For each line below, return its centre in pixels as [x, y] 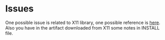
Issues [20, 9]
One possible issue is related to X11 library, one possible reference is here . [83, 22]
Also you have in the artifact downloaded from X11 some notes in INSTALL [82, 27]
